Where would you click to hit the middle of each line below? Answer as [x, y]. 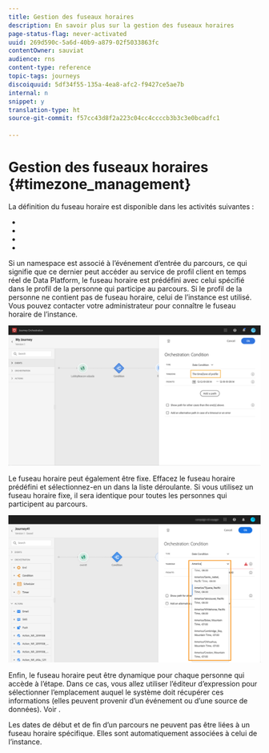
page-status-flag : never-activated [68, 34]
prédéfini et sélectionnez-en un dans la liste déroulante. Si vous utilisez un [131, 487]
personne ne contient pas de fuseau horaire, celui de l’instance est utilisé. [130, 297]
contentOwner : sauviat [46, 51]
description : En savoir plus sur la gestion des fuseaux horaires [121, 25]
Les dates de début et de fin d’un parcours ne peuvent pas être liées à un [129, 725]
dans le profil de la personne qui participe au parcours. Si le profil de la [125, 288]
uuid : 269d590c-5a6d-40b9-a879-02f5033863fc [84, 42]
